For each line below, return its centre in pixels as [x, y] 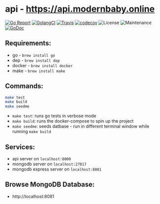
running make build [32, 131]
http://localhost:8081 [33, 196]
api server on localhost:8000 [41, 159]
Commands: [24, 86]
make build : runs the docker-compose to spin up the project [73, 121]
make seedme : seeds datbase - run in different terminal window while [81, 127]
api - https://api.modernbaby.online [80, 9]
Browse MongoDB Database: [50, 185]
